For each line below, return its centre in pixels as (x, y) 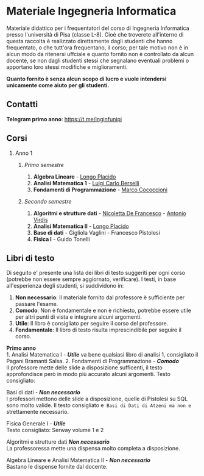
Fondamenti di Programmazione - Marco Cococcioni (100, 190)
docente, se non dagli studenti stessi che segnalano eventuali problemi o (98, 60)
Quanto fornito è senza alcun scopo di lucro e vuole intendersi (86, 79)
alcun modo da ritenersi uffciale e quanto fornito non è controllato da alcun (100, 54)
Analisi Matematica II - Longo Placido (81, 226)
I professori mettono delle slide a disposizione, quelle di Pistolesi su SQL (97, 399)
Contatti (22, 105)
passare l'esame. (37, 304)
